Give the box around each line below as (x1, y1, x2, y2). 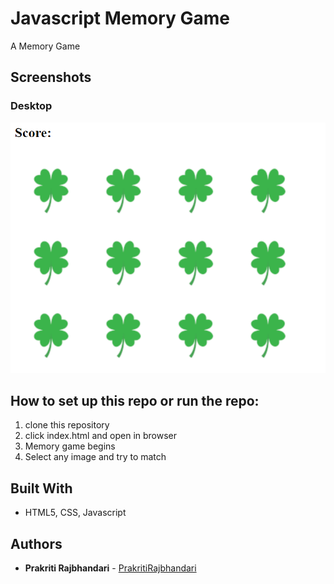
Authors (10, 535, 63, 552)
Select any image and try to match (24, 451, 167, 463)
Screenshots (10, 69, 92, 86)
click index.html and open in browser (24, 430, 178, 442)
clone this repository (24, 419, 110, 431)
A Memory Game (10, 40, 81, 52)
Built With (10, 480, 73, 497)
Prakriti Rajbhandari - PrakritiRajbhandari (24, 562, 197, 574)
